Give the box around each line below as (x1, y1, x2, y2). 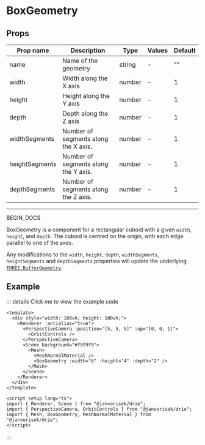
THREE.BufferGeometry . (6, 264, 63, 271)
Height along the (62, 92, 110, 100)
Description (70, 47, 106, 54)
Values (147, 47, 168, 54)
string (119, 61, 136, 69)
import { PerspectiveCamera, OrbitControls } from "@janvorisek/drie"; (6, 406, 192, 412)
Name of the (62, 56, 98, 65)
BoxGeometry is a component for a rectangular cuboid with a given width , (6, 226, 192, 233)
